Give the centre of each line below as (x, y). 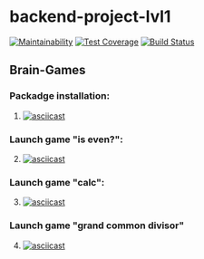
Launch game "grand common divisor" (97, 225)
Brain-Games (48, 70)
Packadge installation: (60, 96)
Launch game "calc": (57, 182)
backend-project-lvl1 (90, 17)
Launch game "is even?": (67, 139)
